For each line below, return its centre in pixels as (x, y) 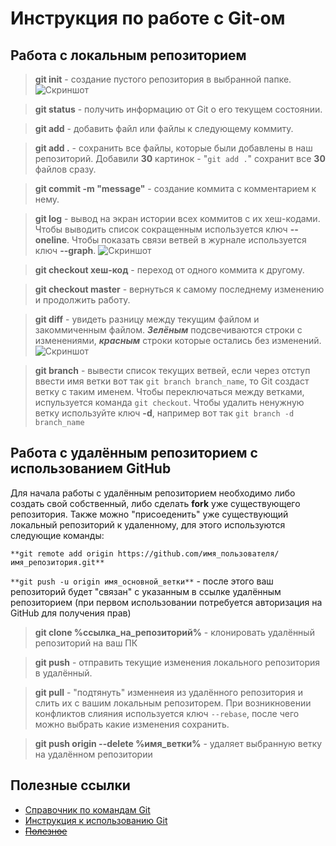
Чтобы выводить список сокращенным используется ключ (161, 229)
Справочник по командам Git (87, 809)
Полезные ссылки (70, 785)
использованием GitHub (91, 468)
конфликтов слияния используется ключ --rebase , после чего (167, 713)
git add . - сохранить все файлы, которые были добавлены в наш (173, 148)
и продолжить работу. (82, 300)
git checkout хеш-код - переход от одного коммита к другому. (169, 270)
